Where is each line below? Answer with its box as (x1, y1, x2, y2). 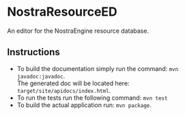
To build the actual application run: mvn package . (16, 100, 152, 109)
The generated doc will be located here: (16, 79, 130, 87)
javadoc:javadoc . (16, 72, 66, 80)
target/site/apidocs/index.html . (16, 86, 111, 94)
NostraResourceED (7, 4, 117, 20)
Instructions (7, 46, 60, 58)
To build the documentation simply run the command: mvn (16, 64, 179, 72)
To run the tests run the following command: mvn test (16, 93, 168, 102)
